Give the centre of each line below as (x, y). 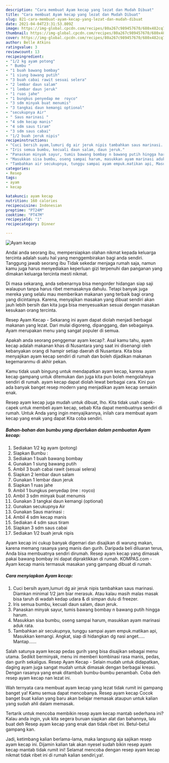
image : (13, 29)
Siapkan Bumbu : (30, 453)
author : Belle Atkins (28, 43)
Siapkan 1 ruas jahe (33, 485)
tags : (11, 178)
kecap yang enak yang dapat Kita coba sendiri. (54, 418)
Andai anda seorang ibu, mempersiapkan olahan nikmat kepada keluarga (81, 252)
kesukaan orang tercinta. (31, 310)
